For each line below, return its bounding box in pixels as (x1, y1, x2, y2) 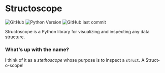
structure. (5, 34, 25, 40)
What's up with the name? (5, 46, 69, 53)
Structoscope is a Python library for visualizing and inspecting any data (5, 28, 150, 34)
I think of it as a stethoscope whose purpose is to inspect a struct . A (5, 57, 145, 63)
